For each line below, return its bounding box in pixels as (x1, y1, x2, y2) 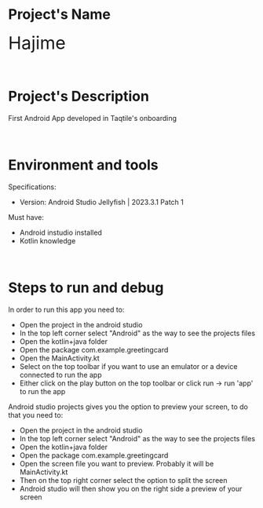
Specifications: (8, 182, 57, 192)
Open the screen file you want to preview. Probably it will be (19, 459, 214, 468)
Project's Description (8, 88, 149, 105)
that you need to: (8, 410, 64, 419)
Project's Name (8, 5, 111, 24)
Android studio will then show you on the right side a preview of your (19, 484, 243, 493)
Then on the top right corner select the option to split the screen (19, 475, 228, 484)
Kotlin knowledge (19, 236, 76, 245)
